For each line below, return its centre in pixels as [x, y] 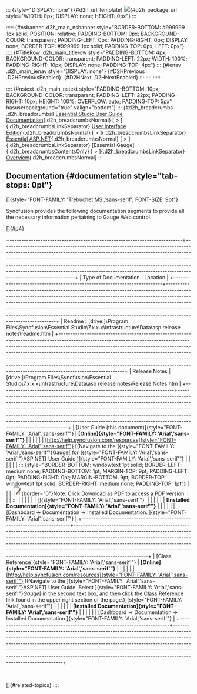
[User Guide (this [96, 427]
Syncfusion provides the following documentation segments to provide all [95, 211]
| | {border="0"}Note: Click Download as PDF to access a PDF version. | [98, 493]
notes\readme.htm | [30, 333]
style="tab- [156, 176]
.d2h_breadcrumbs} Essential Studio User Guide [65, 114]
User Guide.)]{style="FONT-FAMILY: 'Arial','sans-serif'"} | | [119, 458]
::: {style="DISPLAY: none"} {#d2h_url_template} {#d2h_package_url [92, 10]
